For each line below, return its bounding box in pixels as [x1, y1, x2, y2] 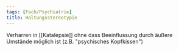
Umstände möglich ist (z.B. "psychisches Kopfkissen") [6, 38, 143, 45]
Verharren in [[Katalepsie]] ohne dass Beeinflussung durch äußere [6, 31, 173, 38]
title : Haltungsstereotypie [6, 15, 78, 21]
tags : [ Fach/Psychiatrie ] [6, 8, 72, 15]
